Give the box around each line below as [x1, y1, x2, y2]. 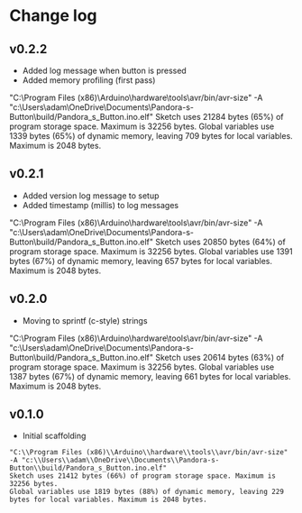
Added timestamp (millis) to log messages [22, 199, 178, 210]
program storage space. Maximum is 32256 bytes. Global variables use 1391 [9, 245, 293, 257]
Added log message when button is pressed [22, 65, 187, 76]
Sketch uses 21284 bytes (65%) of [154, 112, 284, 122]
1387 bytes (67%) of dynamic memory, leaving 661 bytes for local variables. [9, 371, 291, 381]
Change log [9, 5, 97, 26]
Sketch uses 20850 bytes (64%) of [154, 236, 286, 247]
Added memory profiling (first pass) [22, 75, 156, 86]
